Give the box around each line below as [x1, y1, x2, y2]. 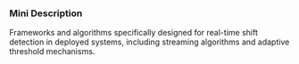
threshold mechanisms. [9, 46, 96, 57]
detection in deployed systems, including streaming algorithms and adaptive [9, 36, 290, 47]
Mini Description [9, 7, 83, 20]
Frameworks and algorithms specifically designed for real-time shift [9, 28, 259, 38]
